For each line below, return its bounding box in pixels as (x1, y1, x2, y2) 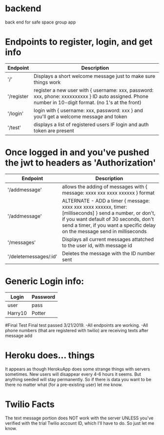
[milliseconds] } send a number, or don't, (61, 209, 156, 216)
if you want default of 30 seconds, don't (61, 216, 154, 222)
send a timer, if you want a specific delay (61, 221, 156, 228)
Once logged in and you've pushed (5, 147, 150, 158)
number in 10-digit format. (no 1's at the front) (33, 99, 142, 106)
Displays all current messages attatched (61, 236, 154, 242)
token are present (33, 127, 74, 134)
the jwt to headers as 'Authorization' (5, 157, 156, 169)
